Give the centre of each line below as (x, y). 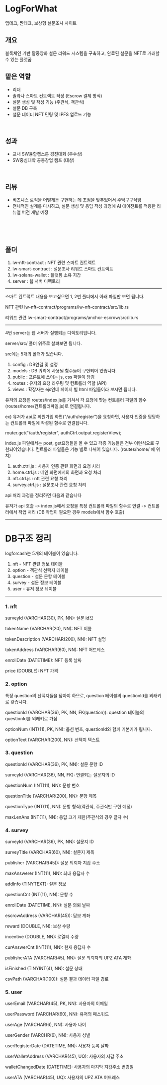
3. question (19, 752)
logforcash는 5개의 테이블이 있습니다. (42, 553)
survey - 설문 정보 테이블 (37, 583)
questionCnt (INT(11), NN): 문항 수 (39, 895)
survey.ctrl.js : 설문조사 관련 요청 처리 (49, 485)
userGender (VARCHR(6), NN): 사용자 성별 (48, 1035)
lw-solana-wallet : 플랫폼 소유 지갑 (46, 275)
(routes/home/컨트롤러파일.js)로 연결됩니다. (48, 406)
